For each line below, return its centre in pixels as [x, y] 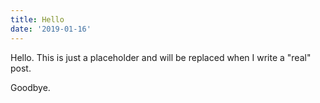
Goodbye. [30, 87]
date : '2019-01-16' [51, 29]
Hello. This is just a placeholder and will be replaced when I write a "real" [161, 57]
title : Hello [37, 19]
